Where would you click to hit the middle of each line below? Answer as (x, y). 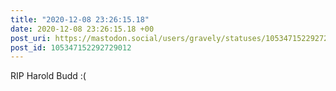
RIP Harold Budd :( (48, 76)
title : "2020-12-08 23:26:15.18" (80, 19)
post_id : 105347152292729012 (71, 47)
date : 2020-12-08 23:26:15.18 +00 (82, 29)
